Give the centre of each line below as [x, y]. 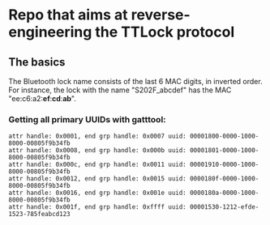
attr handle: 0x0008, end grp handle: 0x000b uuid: [97, 151]
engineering [50, 32]
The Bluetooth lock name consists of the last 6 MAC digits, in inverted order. [135, 81]
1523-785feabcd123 [39, 214]
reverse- [161, 15]
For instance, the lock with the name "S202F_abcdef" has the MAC [120, 90]
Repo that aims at [68, 15]
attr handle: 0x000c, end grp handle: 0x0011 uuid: [97, 165]
